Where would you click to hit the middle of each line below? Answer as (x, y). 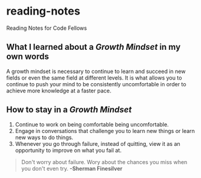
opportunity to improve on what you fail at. (68, 150)
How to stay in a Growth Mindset (69, 110)
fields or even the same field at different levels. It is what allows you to (94, 78)
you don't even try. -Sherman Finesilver (72, 168)
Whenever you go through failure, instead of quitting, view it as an (97, 143)
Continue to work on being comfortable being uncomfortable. (92, 124)
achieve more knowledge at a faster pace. (59, 91)
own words (28, 57)
